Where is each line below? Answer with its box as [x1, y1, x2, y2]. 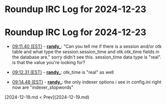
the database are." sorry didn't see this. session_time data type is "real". [12, 54, 162, 60]
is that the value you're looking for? [12, 60, 86, 66]
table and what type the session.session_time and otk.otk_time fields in [12, 49, 159, 55]
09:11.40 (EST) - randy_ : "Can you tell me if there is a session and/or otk [12, 43, 162, 49]
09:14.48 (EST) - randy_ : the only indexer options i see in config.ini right [12, 79, 161, 85]
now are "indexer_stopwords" [12, 84, 74, 90]
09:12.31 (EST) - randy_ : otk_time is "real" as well [12, 69, 114, 75]
